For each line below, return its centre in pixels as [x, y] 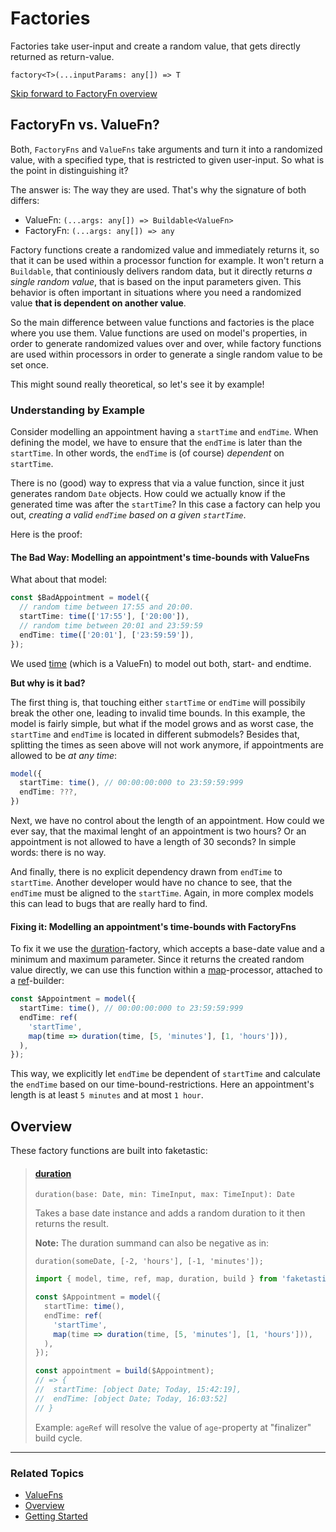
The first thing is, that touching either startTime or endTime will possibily [158, 702]
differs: [25, 200]
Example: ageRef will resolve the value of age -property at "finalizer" [173, 1427]
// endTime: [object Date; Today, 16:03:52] [131, 1398]
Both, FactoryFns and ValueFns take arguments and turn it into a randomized [166, 149]
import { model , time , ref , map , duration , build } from [156, 1279]
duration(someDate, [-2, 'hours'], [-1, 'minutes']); [149, 1262]
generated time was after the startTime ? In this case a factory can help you [165, 504]
